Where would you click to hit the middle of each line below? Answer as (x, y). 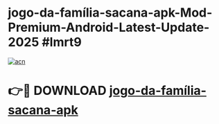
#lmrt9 (62, 42)
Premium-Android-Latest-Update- (109, 27)
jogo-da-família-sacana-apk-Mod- (110, 13)
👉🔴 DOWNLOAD (57, 91)
